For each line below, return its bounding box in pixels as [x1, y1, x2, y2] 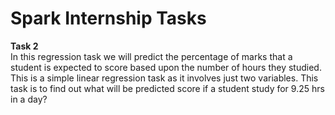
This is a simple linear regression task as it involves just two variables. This [10, 72, 319, 84]
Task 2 [10, 40, 39, 52]
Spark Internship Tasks [10, 7, 207, 30]
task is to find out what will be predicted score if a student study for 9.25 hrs [10, 82, 325, 94]
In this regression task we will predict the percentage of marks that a [10, 50, 293, 62]
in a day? [10, 93, 48, 105]
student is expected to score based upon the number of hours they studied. [10, 61, 322, 73]
